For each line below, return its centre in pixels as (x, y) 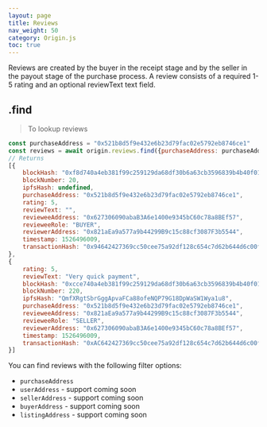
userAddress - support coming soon (78, 390)
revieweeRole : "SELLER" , (64, 320)
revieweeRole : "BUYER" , (62, 225)
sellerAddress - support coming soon (81, 398)
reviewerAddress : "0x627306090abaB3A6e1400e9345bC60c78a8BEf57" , (133, 328)
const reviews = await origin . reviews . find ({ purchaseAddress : (113, 151)
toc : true (25, 45)
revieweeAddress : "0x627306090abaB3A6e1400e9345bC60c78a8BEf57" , (133, 217)
